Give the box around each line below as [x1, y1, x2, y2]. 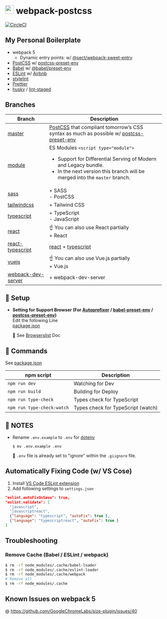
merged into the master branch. [57, 174, 131, 181]
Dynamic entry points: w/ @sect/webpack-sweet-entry [19, 55, 133, 61]
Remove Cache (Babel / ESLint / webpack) [5, 551, 108, 558]
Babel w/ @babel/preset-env [12, 65, 72, 71]
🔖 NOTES [5, 421, 34, 429]
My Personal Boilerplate [5, 36, 81, 45]
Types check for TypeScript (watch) [74, 405, 158, 412]
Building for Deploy [74, 388, 118, 395]
